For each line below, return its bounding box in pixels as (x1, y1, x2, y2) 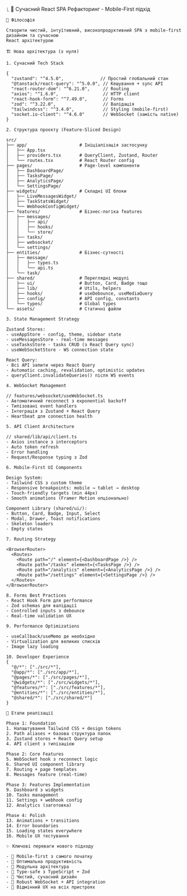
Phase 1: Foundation (6, 721, 57, 726)
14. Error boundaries (6, 823, 59, 829)
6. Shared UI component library (6, 761, 85, 767)
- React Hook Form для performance (6, 598, 93, 604)
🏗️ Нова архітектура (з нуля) (6, 49, 79, 54)
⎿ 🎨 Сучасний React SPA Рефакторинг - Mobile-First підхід (6, 6, 151, 12)
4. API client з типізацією (6, 741, 75, 747)
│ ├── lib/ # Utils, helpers (6, 285, 122, 291)
